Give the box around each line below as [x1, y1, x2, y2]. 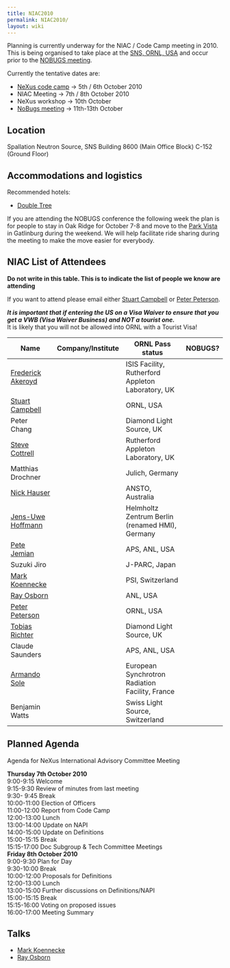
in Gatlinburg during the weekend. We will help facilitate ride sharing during [7, 229, 220, 237]
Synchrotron [125, 669, 166, 679]
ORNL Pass [133, 339, 171, 348]
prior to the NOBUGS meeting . [7, 56, 92, 64]
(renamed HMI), [125, 520, 177, 530]
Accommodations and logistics [7, 169, 142, 182]
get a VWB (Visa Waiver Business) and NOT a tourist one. [7, 315, 175, 324]
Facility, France [125, 686, 175, 696]
